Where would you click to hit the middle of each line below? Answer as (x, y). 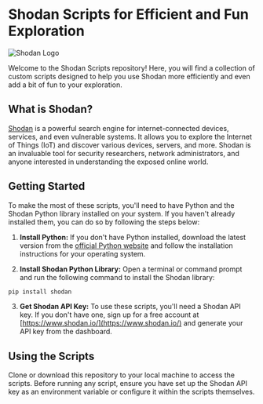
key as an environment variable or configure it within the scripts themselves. (131, 392)
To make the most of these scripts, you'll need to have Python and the (121, 205)
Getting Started (47, 186)
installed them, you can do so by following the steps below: (104, 222)
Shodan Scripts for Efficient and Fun (128, 15)
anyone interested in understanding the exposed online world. (108, 162)
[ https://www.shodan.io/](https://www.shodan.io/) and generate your (131, 323)
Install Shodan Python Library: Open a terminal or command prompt (131, 269)
